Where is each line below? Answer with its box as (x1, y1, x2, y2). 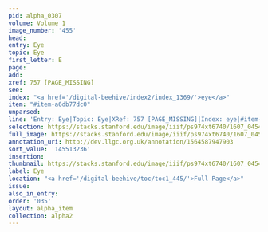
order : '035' (8, 197, 52, 205)
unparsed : (8, 108, 41, 116)
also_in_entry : (8, 189, 59, 198)
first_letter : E (8, 57, 62, 65)
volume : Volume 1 (8, 19, 66, 27)
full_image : (8, 130, 48, 138)
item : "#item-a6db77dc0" (8, 100, 91, 108)
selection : (8, 123, 45, 131)
